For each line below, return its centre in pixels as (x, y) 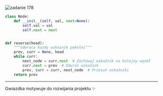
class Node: (17, 16)
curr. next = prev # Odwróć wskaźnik (60, 65)
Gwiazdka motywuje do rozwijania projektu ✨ (50, 88)
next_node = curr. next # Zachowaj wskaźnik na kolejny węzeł (87, 61)
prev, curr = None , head (39, 52)
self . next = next (40, 30)
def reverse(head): (25, 43)
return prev (26, 75)
